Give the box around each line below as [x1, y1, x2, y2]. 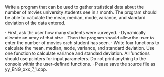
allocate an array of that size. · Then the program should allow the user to [5, 35, 154, 40]
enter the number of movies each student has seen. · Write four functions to [5, 40, 159, 46]
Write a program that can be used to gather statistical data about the [5, 4, 144, 10]
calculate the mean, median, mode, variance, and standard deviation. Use [5, 45, 155, 51]
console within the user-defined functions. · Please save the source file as [5, 61, 156, 67]
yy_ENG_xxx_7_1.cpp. [5, 66, 48, 72]
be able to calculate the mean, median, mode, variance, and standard [5, 15, 146, 20]
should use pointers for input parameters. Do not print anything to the [5, 56, 146, 61]
